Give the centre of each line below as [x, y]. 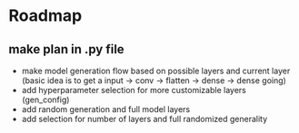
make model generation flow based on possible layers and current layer [156, 71]
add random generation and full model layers [106, 109]
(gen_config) [45, 100]
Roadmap [45, 16]
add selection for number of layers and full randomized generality [145, 119]
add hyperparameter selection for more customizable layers [134, 90]
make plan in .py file [66, 49]
